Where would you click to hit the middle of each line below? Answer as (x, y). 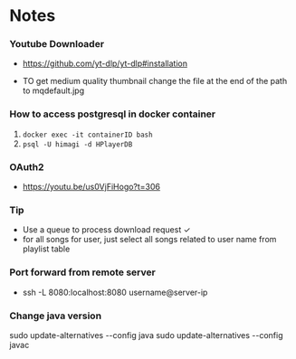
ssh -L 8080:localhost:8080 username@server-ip (115, 292)
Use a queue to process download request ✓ (106, 230)
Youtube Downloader (57, 44)
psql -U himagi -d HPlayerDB (77, 144)
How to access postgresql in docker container (113, 114)
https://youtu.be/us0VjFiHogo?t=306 (91, 187)
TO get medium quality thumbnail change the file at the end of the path (155, 81)
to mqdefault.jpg (53, 90)
